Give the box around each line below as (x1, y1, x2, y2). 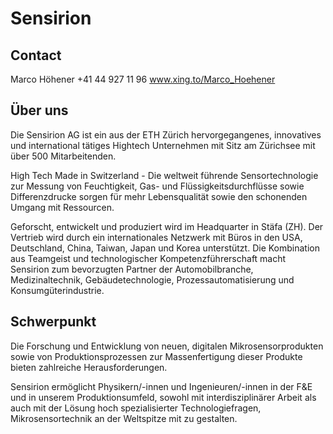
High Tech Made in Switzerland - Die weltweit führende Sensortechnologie (10, 169, 319, 181)
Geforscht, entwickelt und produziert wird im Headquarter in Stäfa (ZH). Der (10, 220, 324, 232)
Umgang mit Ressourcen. (10, 201, 115, 213)
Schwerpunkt (10, 313, 97, 331)
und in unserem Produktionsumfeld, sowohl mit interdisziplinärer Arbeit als (10, 391, 317, 403)
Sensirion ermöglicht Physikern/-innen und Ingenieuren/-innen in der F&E (10, 380, 313, 392)
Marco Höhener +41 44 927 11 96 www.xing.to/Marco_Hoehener (10, 73, 276, 85)
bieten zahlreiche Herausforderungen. (10, 361, 168, 373)
